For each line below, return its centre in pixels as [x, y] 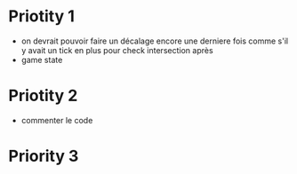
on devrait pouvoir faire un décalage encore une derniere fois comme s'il [155, 41]
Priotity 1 [41, 16]
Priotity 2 [43, 96]
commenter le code [57, 120]
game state [42, 59]
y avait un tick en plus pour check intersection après [117, 50]
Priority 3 [44, 156]
